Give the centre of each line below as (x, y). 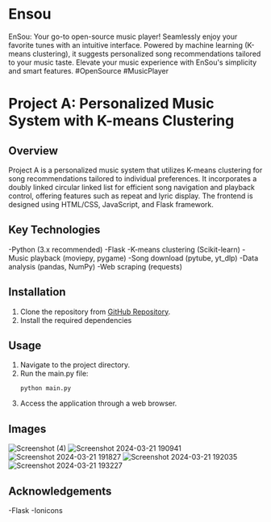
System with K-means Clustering (121, 121)
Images (27, 429)
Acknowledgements (60, 491)
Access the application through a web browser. (98, 403)
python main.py (46, 388)
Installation (37, 292)
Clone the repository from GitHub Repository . (95, 312)
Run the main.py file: (54, 374)
